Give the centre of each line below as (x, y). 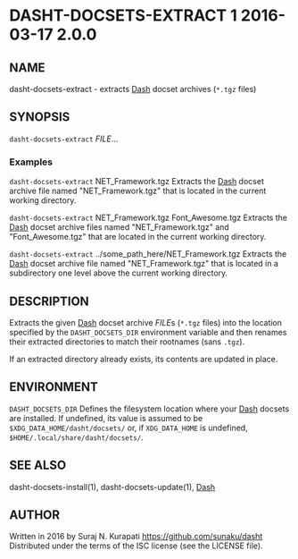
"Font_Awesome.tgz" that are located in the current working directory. (138, 237)
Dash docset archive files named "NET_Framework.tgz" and (119, 227)
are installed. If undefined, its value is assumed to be (106, 418)
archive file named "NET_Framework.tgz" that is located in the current (138, 191)
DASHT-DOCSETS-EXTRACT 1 (124, 16)
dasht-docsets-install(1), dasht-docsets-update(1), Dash (112, 487)
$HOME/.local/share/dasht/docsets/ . (77, 437)
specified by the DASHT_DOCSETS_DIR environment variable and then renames (148, 332)
